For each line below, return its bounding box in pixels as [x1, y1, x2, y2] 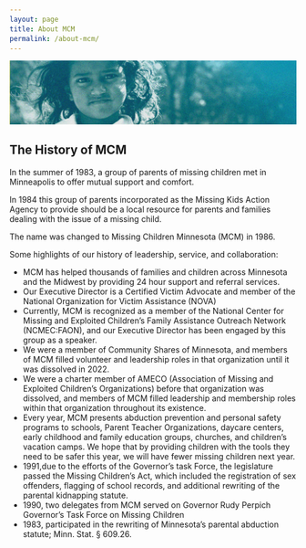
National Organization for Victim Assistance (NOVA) [22, 295, 217, 306]
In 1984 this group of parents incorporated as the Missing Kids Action [9, 194, 270, 205]
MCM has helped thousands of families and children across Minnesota [22, 266, 288, 278]
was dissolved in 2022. [22, 364, 110, 374]
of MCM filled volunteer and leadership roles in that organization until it [22, 353, 290, 364]
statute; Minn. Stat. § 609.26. [22, 528, 132, 539]
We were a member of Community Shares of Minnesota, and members [22, 343, 289, 355]
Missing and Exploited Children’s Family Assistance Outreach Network [22, 315, 287, 326]
